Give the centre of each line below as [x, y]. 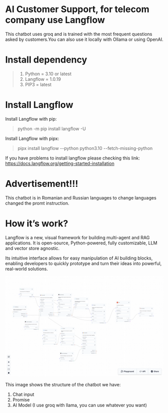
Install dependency [46, 60]
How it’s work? [37, 223]
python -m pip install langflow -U [52, 128]
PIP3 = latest [38, 84]
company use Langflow [55, 20]
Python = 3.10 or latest [48, 74]
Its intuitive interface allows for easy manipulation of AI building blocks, [79, 258]
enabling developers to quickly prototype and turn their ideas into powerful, [83, 263]
